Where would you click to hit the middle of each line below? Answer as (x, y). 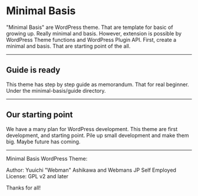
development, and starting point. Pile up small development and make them (98, 135)
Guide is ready (33, 70)
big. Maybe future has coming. (43, 141)
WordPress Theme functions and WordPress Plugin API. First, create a (91, 40)
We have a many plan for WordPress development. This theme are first (92, 129)
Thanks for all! (24, 188)
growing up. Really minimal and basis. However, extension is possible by (94, 33)
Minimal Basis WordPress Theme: (47, 158)
